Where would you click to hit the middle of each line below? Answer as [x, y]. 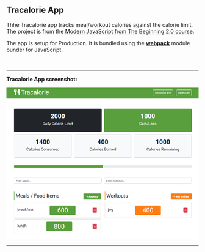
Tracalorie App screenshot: [42, 79]
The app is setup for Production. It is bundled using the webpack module [98, 43]
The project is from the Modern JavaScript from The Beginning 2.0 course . [100, 31]
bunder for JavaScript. [34, 50]
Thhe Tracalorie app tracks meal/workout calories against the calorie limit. [100, 24]
